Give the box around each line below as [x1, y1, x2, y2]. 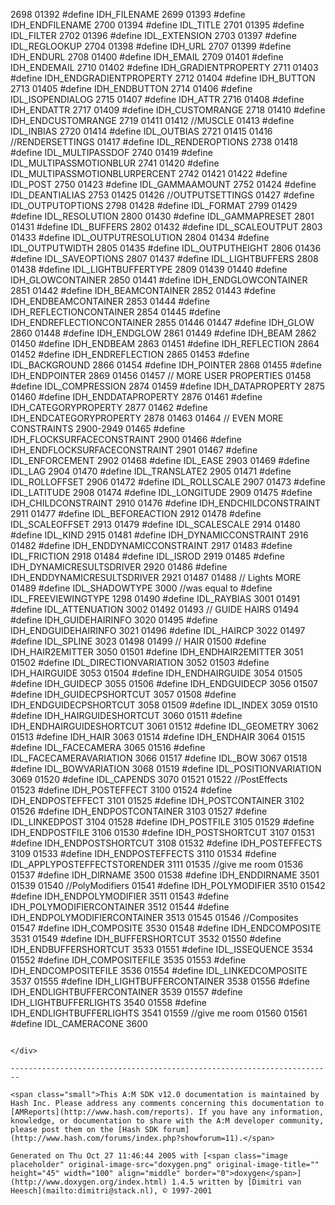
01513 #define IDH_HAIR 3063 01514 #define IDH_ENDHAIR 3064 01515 [10, 731, 306, 743]
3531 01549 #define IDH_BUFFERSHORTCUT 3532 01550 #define [10, 933, 282, 944]
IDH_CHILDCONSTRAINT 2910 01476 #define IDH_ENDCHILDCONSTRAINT [10, 497, 322, 509]
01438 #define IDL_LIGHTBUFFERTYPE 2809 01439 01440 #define [10, 264, 288, 275]
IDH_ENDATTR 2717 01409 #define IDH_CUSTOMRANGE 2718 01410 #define [10, 104, 326, 116]
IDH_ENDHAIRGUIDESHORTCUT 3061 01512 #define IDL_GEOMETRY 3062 [10, 720, 319, 732]
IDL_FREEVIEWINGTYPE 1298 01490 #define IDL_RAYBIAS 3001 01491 [10, 593, 301, 604]
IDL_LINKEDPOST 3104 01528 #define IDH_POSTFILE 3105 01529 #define [10, 816, 315, 828]
